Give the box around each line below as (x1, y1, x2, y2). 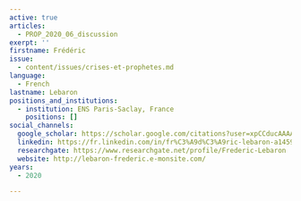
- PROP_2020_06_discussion (17, 29, 118, 38)
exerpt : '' (9, 38, 50, 47)
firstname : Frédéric (9, 46, 87, 55)
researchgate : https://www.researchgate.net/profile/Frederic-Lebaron (17, 146, 287, 155)
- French (17, 80, 50, 88)
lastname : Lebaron (9, 88, 78, 96)
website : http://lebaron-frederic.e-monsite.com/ (17, 154, 206, 163)
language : (9, 71, 47, 80)
